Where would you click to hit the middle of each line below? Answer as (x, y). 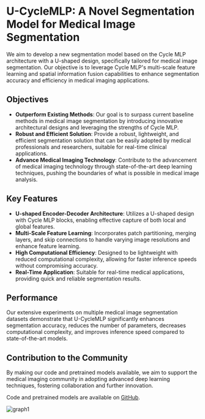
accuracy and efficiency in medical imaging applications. (78, 80)
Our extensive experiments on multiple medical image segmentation (92, 312)
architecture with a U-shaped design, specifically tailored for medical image (102, 61)
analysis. (26, 179)
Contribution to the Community (67, 357)
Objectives (28, 100)
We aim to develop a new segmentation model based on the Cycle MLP (96, 54)
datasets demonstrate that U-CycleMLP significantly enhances (85, 319)
